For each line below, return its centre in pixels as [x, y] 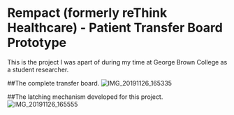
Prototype [37, 43]
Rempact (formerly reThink [87, 13]
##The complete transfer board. [53, 83]
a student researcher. [38, 69]
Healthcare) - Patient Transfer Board [115, 28]
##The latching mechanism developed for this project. [85, 97]
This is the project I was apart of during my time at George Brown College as [117, 62]
